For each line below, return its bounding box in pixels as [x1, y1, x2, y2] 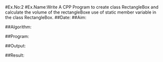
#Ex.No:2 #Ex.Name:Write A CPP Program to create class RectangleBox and [5, 4, 159, 10]
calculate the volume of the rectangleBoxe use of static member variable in [5, 9, 157, 15]
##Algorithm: [5, 24, 32, 30]
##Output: [5, 43, 26, 48]
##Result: [5, 52, 24, 58]
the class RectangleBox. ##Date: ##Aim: [5, 15, 87, 20]
